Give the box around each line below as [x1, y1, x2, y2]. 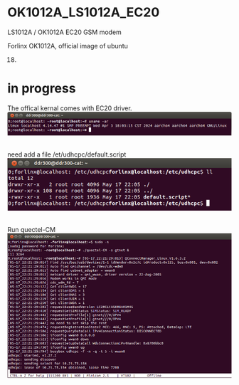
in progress [7, 80, 76, 97]
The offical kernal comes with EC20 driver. [7, 104, 133, 112]
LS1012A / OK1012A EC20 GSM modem [7, 28, 122, 36]
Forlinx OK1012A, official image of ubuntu [7, 41, 128, 50]
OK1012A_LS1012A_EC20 [7, 4, 160, 21]
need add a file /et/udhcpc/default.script [7, 150, 127, 159]
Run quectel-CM [7, 226, 55, 234]
